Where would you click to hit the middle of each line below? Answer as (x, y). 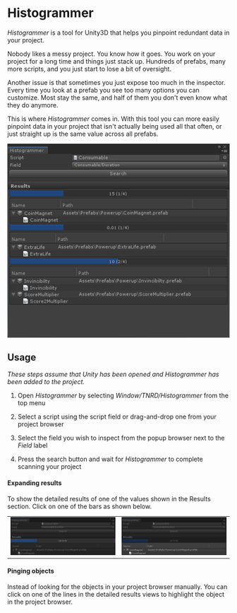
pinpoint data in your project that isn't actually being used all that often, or (115, 126)
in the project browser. (40, 602)
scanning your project (49, 467)
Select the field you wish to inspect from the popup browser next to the (121, 438)
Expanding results (35, 483)
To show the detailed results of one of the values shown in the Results (109, 498)
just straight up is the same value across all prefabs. (83, 134)
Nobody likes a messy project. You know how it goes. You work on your (111, 54)
